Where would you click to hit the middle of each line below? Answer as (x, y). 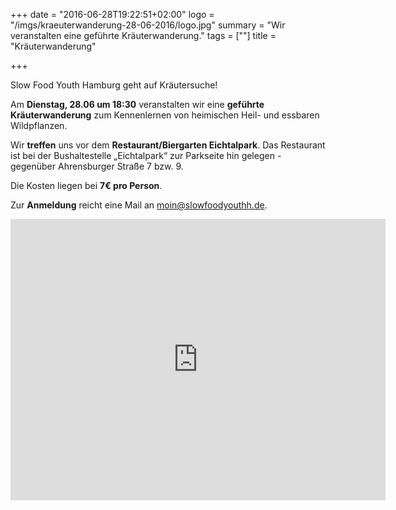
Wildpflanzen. (39, 125)
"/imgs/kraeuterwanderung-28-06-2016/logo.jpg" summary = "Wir (148, 25)
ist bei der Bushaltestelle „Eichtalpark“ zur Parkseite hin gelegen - (146, 155)
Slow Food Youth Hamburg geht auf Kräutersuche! (114, 85)
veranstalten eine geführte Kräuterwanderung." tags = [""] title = (143, 35)
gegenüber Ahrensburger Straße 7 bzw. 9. (97, 166)
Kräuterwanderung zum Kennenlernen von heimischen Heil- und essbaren (165, 115)
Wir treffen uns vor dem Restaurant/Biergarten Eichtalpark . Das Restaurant (168, 145)
